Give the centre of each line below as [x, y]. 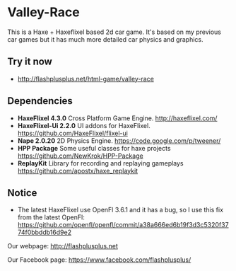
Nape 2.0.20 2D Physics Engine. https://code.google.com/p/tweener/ [119, 140]
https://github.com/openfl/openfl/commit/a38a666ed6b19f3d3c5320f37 [123, 225]
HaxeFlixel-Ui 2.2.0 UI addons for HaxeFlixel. [84, 125]
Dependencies [40, 101]
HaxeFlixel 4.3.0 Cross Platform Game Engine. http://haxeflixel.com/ [117, 118]
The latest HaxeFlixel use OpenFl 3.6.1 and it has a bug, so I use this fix [120, 210]
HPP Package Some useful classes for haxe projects [94, 148]
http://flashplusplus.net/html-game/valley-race [85, 79]
